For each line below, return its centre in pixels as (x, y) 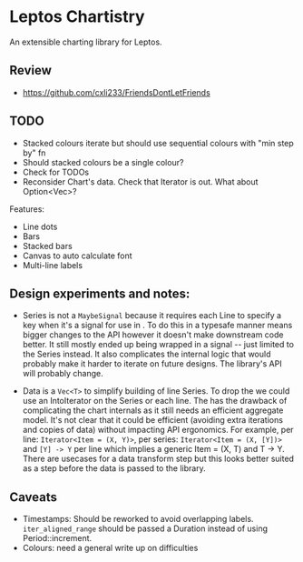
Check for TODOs (55, 172)
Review (31, 70)
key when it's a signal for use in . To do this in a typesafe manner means (157, 326)
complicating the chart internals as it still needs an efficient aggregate (153, 410)
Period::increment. (57, 538)
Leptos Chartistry (77, 17)
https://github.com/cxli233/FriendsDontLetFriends (116, 92)
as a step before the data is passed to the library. (114, 468)
